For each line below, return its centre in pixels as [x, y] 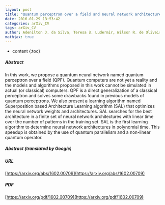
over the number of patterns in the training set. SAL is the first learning [77, 121]
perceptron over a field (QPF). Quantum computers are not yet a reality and [81, 80]
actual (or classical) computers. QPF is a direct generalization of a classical [81, 90]
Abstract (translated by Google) [39, 148]
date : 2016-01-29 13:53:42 [33, 19]
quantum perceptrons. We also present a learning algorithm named [73, 101]
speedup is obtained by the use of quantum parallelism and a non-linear [78, 132]
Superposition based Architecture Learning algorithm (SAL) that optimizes [80, 106]
